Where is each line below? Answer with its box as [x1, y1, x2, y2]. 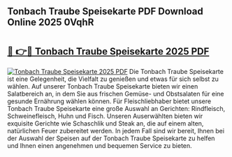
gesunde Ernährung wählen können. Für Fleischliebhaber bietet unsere [7, 97, 212, 105]
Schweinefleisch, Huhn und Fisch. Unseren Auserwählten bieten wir [7, 112, 203, 120]
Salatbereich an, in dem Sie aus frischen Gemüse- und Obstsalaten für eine [7, 90, 225, 98]
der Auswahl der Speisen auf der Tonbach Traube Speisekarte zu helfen [7, 134, 215, 142]
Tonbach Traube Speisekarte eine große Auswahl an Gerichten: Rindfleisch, [7, 105, 226, 112]
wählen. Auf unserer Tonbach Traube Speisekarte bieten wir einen [7, 82, 198, 90]
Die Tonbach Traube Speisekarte [129, 68, 224, 75]
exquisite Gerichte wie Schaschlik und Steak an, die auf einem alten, [7, 119, 204, 128]
